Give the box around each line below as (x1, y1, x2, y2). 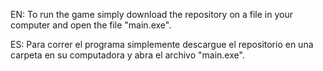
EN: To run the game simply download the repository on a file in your (10, 9, 293, 20)
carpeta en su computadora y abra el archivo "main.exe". (10, 49, 245, 61)
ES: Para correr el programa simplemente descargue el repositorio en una (10, 39, 314, 50)
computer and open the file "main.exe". (10, 19, 172, 31)
